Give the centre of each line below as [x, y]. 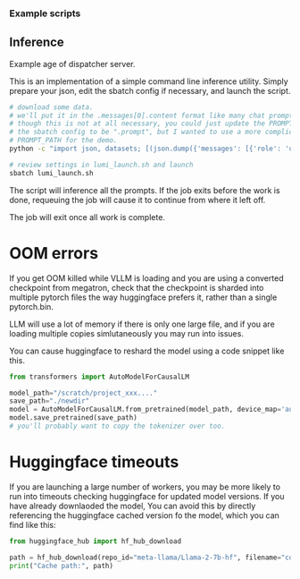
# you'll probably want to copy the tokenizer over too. [117, 426]
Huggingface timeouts [94, 462]
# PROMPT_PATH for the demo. [63, 140]
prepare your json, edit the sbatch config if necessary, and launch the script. [150, 90]
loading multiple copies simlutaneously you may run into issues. [126, 333]
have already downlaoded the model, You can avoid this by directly [133, 506]
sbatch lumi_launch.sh [51, 173]
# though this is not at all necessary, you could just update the [137, 123]
